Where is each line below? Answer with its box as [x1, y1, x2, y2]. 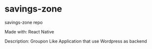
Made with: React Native [4, 29, 55, 34]
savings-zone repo [4, 19, 43, 25]
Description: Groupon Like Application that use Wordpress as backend [4, 38, 147, 44]
